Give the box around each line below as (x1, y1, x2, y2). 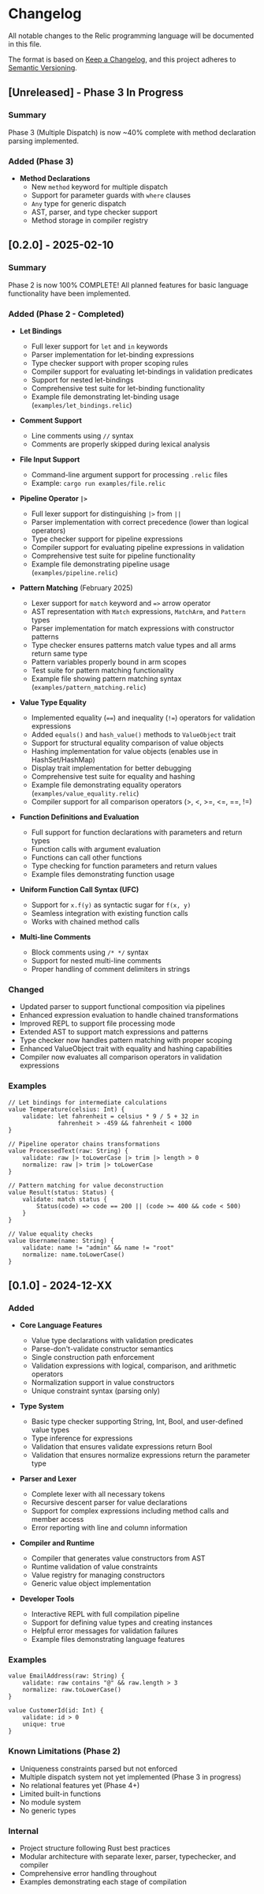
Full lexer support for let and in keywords (31, 341, 168, 351)
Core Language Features (19, 1320, 102, 1330)
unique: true (22, 1720, 65, 1729)
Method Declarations (19, 173, 91, 183)
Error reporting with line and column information (31, 1523, 188, 1533)
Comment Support (19, 416, 83, 425)
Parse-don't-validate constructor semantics (31, 1344, 173, 1354)
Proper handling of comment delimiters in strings (31, 964, 191, 973)
